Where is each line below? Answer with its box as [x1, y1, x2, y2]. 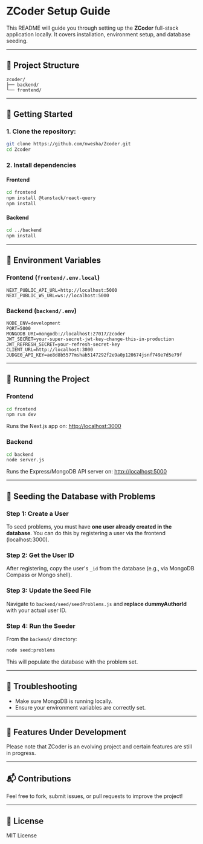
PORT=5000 [6, 325, 31, 331]
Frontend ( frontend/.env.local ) [6, 274, 100, 282]
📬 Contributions [6, 773, 71, 783]
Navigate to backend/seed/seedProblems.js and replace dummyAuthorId [6, 600, 187, 607]
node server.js [6, 457, 45, 463]
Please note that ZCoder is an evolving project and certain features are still [6, 743, 192, 750]
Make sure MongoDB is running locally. [14, 697, 113, 705]
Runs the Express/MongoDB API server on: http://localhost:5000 [6, 468, 167, 475]
